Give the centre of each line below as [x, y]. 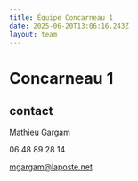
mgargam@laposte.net [51, 167]
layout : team [33, 34]
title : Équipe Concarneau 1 [61, 17]
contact [31, 111]
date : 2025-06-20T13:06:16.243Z [69, 26]
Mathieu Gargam [40, 132]
